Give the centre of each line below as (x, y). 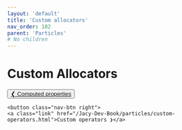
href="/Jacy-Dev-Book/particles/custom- (116, 114)
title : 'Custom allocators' (48, 20)
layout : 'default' (34, 14)
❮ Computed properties (41, 94)
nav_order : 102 (29, 26)
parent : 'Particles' (37, 33)
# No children (28, 40)
